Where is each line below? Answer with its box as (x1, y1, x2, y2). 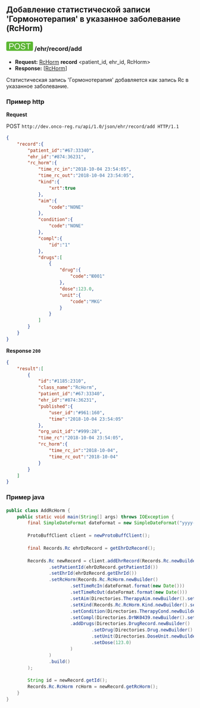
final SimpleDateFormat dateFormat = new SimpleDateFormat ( (27, 520, 180, 526)
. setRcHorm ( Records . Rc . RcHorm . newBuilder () (48, 577, 159, 583)
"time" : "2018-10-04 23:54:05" (48, 416, 124, 422)
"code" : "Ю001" (70, 273, 105, 279)
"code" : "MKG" (70, 298, 102, 304)
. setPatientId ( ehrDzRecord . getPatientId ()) (48, 564, 159, 570)
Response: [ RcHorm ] (14, 64, 67, 72)
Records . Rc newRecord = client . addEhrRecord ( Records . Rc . (27, 558, 171, 564)
